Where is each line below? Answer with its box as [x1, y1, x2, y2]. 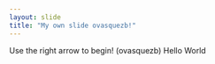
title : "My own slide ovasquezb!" [9, 21, 137, 30]
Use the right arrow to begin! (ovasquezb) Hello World [9, 45, 206, 55]
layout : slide [9, 12, 62, 22]
